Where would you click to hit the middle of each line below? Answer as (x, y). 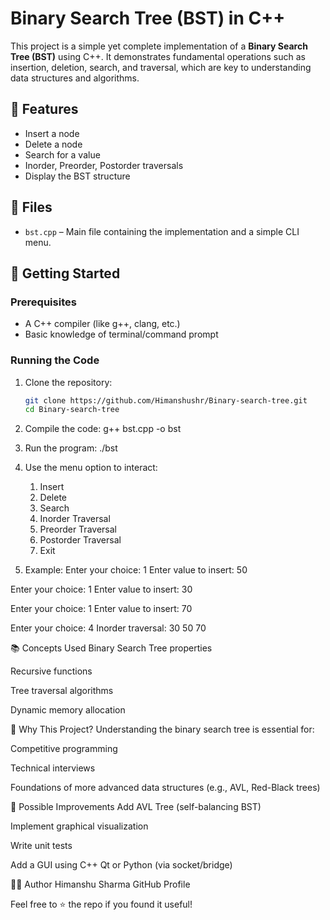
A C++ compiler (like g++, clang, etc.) (102, 324)
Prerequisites (43, 302)
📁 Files (31, 207)
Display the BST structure (77, 176)
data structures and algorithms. (75, 78)
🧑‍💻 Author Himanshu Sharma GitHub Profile (100, 884)
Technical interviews (53, 768)
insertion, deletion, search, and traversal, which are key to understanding (161, 67)
